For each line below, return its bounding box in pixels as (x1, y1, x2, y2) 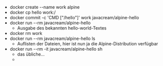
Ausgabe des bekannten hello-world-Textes (17, 25, 107, 31)
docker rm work (9, 31, 42, 36)
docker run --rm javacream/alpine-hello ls (9, 35, 95, 41)
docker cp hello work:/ (9, 9, 56, 15)
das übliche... (17, 51, 45, 57)
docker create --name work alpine (9, 4, 80, 10)
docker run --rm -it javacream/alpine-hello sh (9, 46, 103, 52)
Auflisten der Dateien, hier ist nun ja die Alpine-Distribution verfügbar (17, 41, 159, 46)
